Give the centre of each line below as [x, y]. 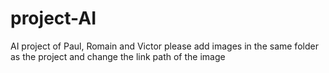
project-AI [53, 18]
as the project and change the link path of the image [118, 56]
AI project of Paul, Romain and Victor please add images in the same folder [164, 46]
